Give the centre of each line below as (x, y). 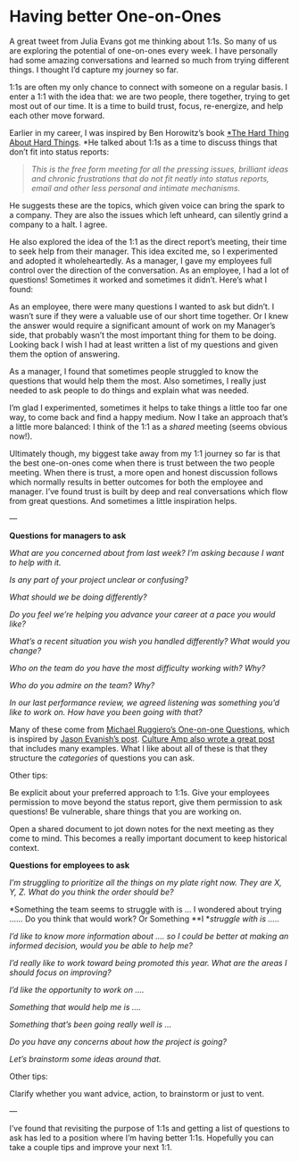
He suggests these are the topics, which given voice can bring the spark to (147, 205)
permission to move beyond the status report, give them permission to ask (146, 802)
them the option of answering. (65, 354)
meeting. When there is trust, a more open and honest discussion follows (144, 472)
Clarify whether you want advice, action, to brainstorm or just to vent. (137, 1093)
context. (25, 847)
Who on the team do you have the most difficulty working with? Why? (137, 668)
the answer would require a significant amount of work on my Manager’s (142, 325)
